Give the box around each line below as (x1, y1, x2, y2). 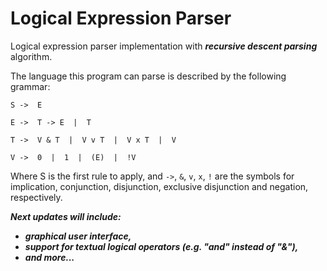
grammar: (10, 80, 51, 92)
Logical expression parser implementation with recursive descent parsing (10, 40, 318, 52)
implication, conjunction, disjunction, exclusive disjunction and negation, (10, 180, 309, 192)
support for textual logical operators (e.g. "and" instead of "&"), (24, 240, 299, 252)
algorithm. (10, 50, 53, 62)
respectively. (10, 191, 63, 203)
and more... (24, 251, 75, 263)
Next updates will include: (10, 210, 122, 222)
